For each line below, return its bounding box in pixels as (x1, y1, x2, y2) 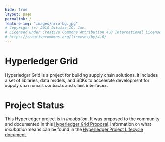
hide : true (5, 7, 27, 12)
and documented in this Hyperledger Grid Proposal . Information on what (5, 121, 151, 127)
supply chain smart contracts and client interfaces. (5, 82, 108, 88)
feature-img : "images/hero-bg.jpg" (5, 21, 78, 26)
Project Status (5, 100, 65, 111)
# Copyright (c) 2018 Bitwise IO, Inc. (5, 26, 87, 30)
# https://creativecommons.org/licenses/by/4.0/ (5, 35, 107, 40)
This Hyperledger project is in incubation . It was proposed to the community (5, 116, 160, 122)
